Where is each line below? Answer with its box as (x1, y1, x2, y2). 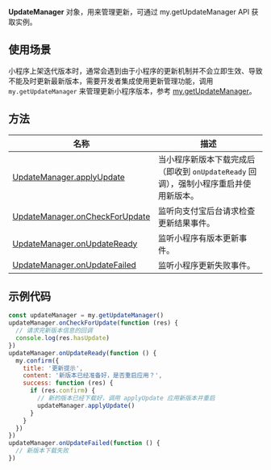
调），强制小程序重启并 (158, 178, 244, 189)
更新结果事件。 (158, 217, 215, 229)
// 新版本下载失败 (15, 447, 69, 455)
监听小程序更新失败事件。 (158, 259, 256, 271)
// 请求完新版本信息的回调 (15, 326, 93, 335)
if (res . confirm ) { (29, 387, 95, 395)
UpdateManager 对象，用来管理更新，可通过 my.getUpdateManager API (8, 7, 250, 16)
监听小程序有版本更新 (158, 233, 240, 244)
